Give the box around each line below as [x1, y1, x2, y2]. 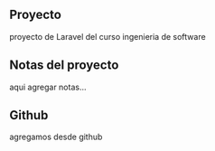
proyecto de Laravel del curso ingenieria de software [9, 31, 206, 42]
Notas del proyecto [9, 58, 119, 73]
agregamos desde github [9, 131, 103, 143]
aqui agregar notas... [9, 81, 88, 92]
